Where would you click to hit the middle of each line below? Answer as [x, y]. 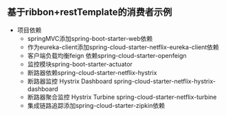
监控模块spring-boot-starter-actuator [80, 64]
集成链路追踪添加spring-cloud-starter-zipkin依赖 [96, 105]
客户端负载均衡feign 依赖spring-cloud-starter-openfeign [107, 55]
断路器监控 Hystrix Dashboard [70, 81]
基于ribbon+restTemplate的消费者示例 [90, 12]
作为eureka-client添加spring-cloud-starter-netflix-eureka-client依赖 [123, 47]
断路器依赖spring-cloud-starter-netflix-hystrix [92, 72]
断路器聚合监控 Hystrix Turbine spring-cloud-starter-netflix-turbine [122, 97]
